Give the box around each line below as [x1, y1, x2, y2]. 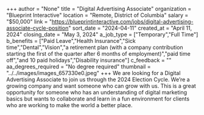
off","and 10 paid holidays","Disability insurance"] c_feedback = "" [6, 57, 172, 64]
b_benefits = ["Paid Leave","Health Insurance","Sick [6, 38, 136, 44]
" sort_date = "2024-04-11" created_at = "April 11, [68, 24, 192, 31]
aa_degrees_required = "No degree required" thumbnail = [6, 63, 151, 70]
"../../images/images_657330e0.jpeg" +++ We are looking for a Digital [6, 70, 181, 76]
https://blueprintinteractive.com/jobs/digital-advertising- [51, 18, 194, 25]
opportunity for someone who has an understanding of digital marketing [6, 89, 188, 96]
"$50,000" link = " [6, 18, 52, 25]
